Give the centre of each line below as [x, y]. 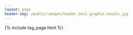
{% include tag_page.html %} [34, 27]
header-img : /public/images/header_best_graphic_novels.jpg [67, 14]
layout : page [18, 9]
